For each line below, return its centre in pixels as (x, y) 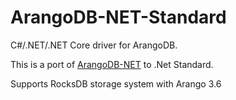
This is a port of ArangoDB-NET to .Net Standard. (112, 64)
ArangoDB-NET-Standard (118, 17)
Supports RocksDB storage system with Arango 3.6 (116, 83)
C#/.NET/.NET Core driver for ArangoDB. (94, 45)
